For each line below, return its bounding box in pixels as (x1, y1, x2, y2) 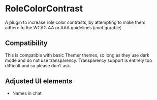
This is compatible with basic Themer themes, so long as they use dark (5, 52, 150, 58)
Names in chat (12, 90, 42, 96)
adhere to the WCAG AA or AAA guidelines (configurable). (5, 24, 123, 30)
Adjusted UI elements (5, 77, 73, 86)
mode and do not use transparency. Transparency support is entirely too (5, 57, 152, 63)
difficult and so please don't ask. (5, 62, 71, 68)
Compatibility (5, 39, 48, 48)
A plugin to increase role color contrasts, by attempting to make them (5, 19, 146, 25)
